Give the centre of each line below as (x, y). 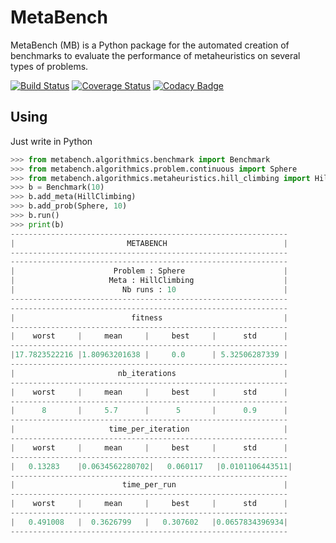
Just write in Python (51, 141)
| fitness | (149, 317)
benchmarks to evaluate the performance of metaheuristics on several (155, 55)
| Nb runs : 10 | (149, 290)
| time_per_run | (149, 485)
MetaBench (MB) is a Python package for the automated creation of (150, 45)
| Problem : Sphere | (149, 271)
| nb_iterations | (149, 373)
